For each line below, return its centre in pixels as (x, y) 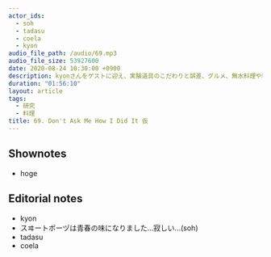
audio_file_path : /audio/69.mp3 (63, 53)
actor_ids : (27, 16)
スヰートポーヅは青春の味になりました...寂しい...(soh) (109, 228)
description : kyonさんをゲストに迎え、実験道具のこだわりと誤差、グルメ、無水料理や (135, 76)
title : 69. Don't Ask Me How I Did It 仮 (78, 121)
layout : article (35, 91)
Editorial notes (46, 199)
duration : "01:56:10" (45, 83)
